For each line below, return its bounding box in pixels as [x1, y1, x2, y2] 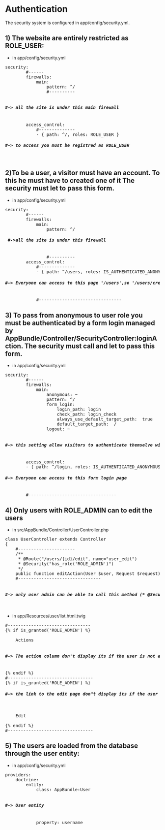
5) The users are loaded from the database [5, 742, 138, 750]
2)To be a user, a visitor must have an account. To [5, 169, 160, 177]
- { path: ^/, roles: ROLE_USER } [36, 131, 119, 137]
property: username [36, 820, 83, 825]
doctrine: [15, 777, 39, 782]
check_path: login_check [56, 412, 117, 417]
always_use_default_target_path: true [56, 416, 153, 422]
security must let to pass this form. [5, 184, 114, 192]
